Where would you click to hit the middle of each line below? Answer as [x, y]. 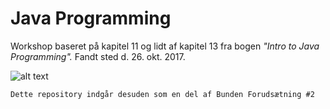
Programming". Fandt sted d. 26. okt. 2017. [98, 56]
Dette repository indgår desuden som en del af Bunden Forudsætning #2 [162, 94]
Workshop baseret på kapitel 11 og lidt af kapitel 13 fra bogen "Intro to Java [165, 46]
